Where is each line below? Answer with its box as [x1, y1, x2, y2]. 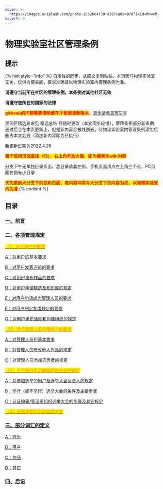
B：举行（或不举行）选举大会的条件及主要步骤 [5, 388, 98, 394]
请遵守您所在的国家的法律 [5, 100, 56, 106]
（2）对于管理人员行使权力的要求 [5, 326, 72, 332]
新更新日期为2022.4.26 [5, 143, 52, 149]
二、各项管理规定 [5, 232, 45, 238]
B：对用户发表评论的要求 [5, 264, 55, 270]
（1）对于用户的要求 [5, 243, 46, 249]
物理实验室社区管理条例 [5, 38, 99, 50]
